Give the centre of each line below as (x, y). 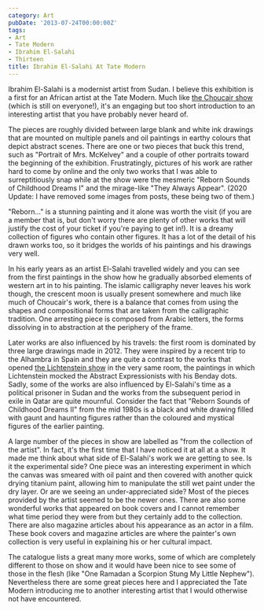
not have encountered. (45, 598)
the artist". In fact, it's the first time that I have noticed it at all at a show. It (127, 449)
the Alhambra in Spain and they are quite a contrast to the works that (119, 359)
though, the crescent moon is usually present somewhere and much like (125, 294)
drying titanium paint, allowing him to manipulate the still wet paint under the (132, 483)
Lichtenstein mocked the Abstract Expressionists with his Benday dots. (123, 375)
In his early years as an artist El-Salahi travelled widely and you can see (124, 268)
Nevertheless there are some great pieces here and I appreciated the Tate (128, 582)
